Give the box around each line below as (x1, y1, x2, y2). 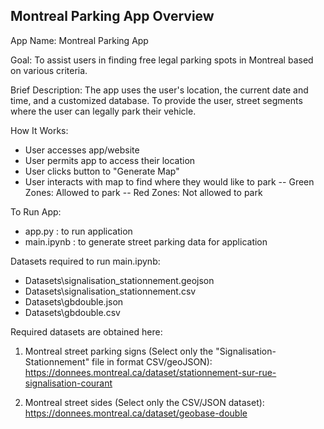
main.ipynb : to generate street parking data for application (24, 235, 268, 248)
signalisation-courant (24, 377, 113, 389)
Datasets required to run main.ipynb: (10, 255, 161, 267)
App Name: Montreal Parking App (10, 34, 149, 46)
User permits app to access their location (24, 154, 196, 166)
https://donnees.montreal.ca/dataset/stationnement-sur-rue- (24, 366, 277, 378)
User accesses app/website (24, 144, 140, 156)
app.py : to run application (24, 225, 133, 237)
